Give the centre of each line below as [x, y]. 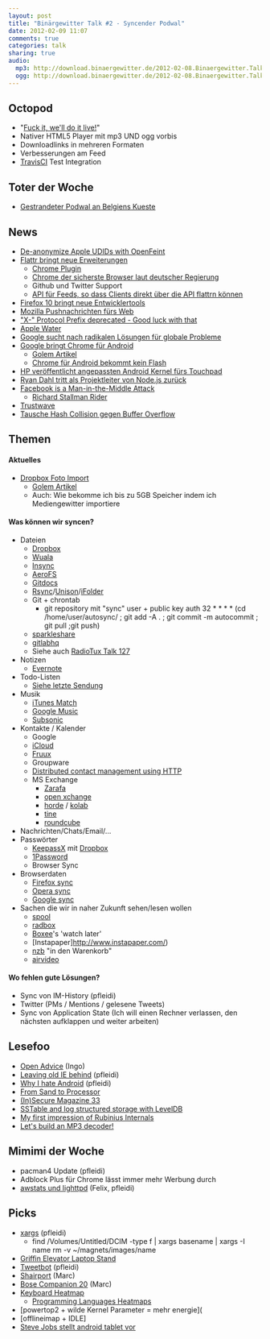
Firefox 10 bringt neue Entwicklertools [83, 303]
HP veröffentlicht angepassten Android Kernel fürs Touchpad [121, 371]
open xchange [68, 796]
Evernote [47, 668]
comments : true [34, 38]
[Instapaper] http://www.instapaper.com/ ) [100, 942]
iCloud [43, 745]
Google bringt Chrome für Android [77, 346]
